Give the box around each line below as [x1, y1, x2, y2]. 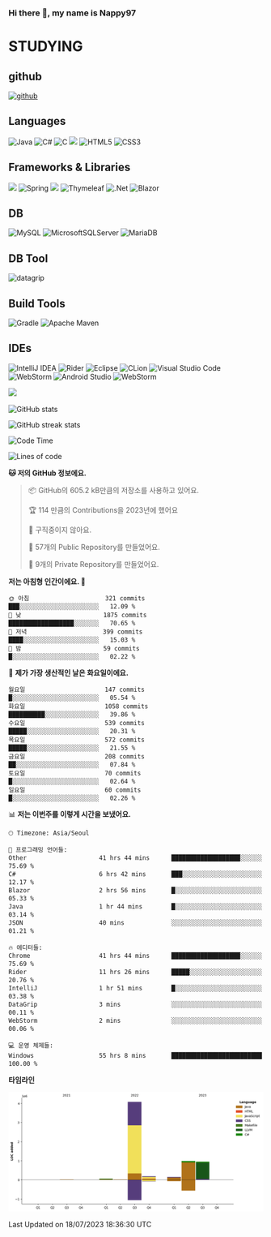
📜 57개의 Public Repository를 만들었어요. [28, 542, 160, 552]
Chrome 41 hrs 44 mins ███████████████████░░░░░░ [8, 951, 263, 960]
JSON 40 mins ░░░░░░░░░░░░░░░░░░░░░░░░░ [8, 918, 263, 927]
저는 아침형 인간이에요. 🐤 [8, 576, 87, 586]
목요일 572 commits [8, 736, 146, 744]
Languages [8, 114, 66, 128]
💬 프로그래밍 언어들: [8, 845, 68, 854]
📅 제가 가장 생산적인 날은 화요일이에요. [8, 668, 129, 677]
